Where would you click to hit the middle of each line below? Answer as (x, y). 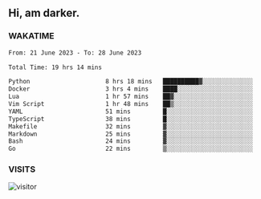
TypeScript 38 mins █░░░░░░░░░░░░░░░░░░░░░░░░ (130, 119)
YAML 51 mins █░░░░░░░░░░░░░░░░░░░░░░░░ (130, 112)
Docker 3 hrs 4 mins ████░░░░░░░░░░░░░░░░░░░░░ (130, 89)
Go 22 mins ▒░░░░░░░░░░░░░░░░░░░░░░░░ (130, 149)
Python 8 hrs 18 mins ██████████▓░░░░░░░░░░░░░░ (130, 82)
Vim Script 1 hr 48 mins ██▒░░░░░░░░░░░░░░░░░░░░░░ (130, 104)
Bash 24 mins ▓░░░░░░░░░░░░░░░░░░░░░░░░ (130, 141)
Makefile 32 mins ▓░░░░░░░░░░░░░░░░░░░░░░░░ (130, 126)
